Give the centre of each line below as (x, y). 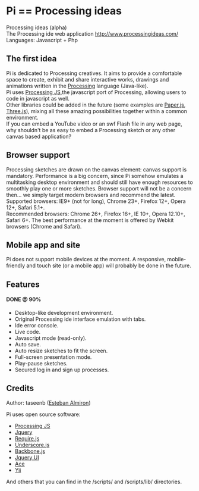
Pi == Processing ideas (64, 11)
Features (23, 284)
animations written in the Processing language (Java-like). (77, 86)
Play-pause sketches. (41, 363)
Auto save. (28, 344)
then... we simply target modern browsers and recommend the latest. (91, 195)
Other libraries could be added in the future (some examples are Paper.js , (96, 105)
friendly (16, 265)
